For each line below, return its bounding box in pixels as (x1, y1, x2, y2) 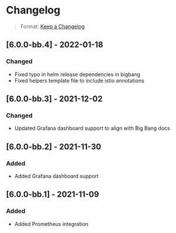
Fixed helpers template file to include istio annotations (14, 77, 145, 84)
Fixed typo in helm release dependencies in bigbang (14, 71, 141, 78)
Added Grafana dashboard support (14, 173, 99, 179)
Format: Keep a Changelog (20, 23, 85, 30)
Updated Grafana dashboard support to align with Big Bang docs (14, 125, 170, 132)
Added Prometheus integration (14, 220, 89, 227)
